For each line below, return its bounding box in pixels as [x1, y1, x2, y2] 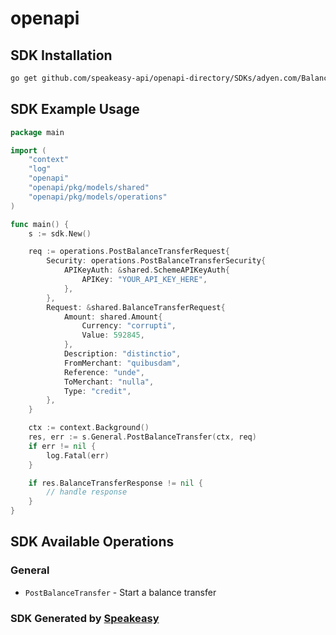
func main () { [10, 219, 70, 229]
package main [10, 127, 65, 137]
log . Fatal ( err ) [46, 450, 110, 461]
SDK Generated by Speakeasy [10, 611, 160, 625]
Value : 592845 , [81, 330, 145, 341]
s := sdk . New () [28, 228, 92, 239]
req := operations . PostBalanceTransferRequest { [28, 247, 230, 257]
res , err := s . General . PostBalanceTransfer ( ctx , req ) [28, 432, 257, 442]
